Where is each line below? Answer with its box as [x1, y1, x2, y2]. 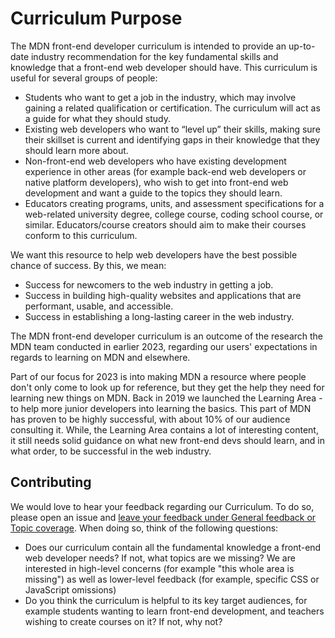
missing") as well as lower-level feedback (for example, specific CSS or [24, 573, 320, 585]
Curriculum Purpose [10, 7, 183, 30]
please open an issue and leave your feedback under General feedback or [10, 511, 317, 523]
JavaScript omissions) [24, 583, 117, 596]
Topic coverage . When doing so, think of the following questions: [10, 522, 279, 534]
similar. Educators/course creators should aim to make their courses [24, 218, 307, 231]
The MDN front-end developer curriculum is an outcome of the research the [10, 330, 324, 342]
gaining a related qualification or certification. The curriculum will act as [24, 102, 321, 114]
